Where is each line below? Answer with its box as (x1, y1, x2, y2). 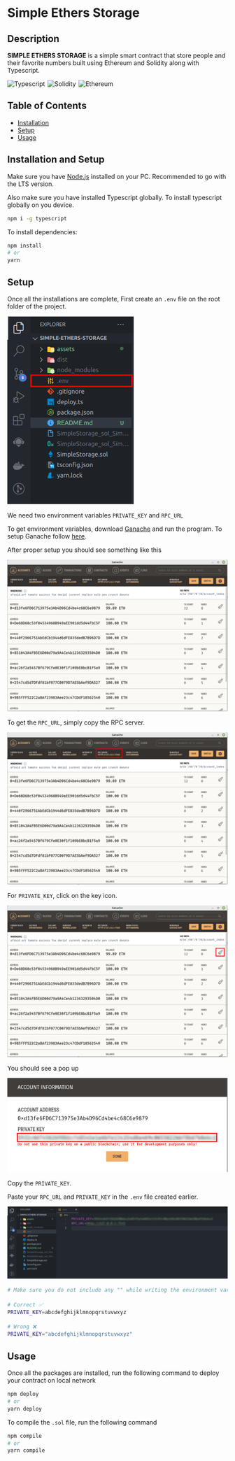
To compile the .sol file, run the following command (7, 1418, 157, 1426)
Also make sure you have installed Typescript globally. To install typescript (7, 193, 222, 201)
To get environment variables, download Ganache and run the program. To (7, 525, 222, 533)
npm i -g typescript (7, 215, 68, 222)
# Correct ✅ (7, 1301, 43, 1309)
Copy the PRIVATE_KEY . (7, 1178, 72, 1187)
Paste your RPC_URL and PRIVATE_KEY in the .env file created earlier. (7, 1192, 199, 1201)
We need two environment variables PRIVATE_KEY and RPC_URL (7, 511, 184, 519)
